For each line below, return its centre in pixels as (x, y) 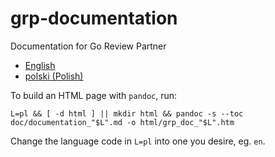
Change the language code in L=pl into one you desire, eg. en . (138, 141)
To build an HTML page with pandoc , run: (94, 95)
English (40, 65)
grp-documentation (94, 18)
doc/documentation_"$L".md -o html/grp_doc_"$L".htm (122, 122)
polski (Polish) (54, 76)
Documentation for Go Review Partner (88, 46)
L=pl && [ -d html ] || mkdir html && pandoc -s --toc (127, 113)
